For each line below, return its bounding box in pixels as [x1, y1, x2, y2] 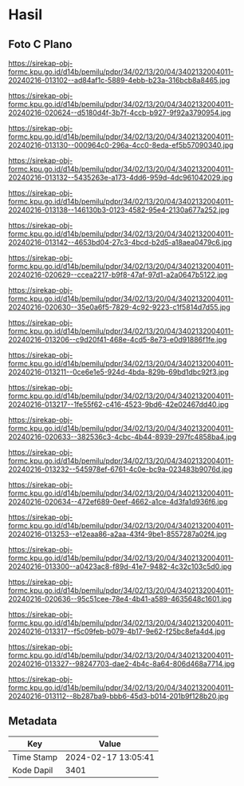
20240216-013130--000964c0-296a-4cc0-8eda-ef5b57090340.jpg [8, 140, 234, 149]
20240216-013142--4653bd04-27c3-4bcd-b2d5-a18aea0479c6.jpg [8, 238, 233, 247]
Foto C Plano [8, 38, 73, 51]
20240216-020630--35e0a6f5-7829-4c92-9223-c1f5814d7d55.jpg [8, 302, 230, 312]
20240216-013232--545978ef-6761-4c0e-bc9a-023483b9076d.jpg [8, 464, 233, 474]
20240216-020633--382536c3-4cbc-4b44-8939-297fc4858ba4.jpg [8, 432, 237, 441]
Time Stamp [12, 752, 58, 763]
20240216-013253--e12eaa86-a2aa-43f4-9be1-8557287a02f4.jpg [8, 529, 227, 539]
